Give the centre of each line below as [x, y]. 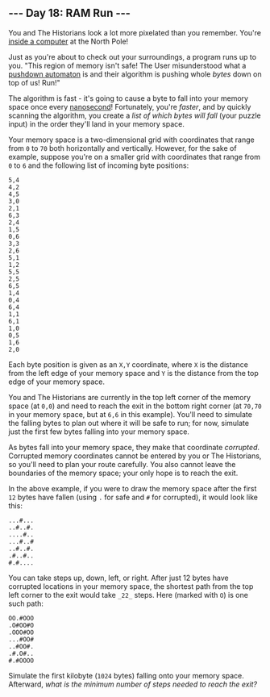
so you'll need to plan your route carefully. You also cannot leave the [122, 464]
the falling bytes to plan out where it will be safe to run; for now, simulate [129, 423]
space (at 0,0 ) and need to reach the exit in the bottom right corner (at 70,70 [135, 406]
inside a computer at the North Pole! [69, 41]
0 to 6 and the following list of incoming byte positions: [99, 165]
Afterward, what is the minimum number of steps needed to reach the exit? [133, 684]
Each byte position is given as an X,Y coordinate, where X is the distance [128, 364]
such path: [26, 603]
